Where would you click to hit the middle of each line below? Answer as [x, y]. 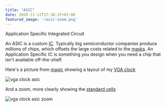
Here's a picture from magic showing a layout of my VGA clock [70, 69]
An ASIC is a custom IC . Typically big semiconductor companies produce [81, 44]
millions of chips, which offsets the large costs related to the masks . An [79, 49]
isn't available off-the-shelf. [34, 60]
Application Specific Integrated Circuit [45, 34]
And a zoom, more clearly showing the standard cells [61, 89]
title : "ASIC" [20, 10]
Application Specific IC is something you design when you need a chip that [83, 54]
